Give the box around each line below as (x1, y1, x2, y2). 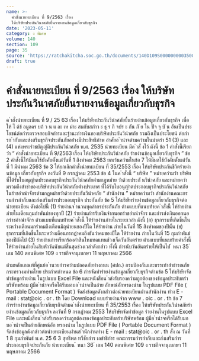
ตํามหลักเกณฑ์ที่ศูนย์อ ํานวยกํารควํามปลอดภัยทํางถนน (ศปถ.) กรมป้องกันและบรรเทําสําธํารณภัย (6, 262, 190, 269)
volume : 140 (6, 36, 36, 42)
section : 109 (6, 42, 38, 48)
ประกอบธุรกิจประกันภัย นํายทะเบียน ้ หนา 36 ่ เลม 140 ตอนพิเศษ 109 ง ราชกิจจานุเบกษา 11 (6, 341, 187, 349)
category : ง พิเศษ (6, 31, 47, 37)
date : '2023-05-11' (6, 25, 54, 31)
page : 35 (6, 47, 28, 53)
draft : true (6, 58, 36, 64)
